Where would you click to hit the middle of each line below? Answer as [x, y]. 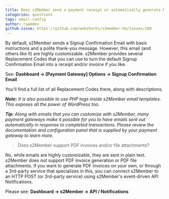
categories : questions [29, 15]
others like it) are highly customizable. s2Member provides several [74, 54]
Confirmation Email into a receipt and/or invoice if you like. [66, 64]
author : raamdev [22, 24]
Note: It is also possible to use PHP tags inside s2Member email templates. [83, 99]
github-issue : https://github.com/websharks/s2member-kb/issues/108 [78, 29]
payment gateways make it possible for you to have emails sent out [75, 119]
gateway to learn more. [29, 136]
